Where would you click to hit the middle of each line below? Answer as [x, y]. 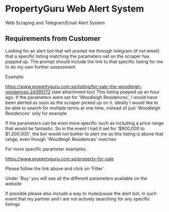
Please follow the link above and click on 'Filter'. [55, 168]
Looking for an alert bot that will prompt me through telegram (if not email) [82, 50]
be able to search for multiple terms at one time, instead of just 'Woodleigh [83, 108]
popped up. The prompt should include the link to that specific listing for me [84, 62]
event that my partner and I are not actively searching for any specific [78, 199]
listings [13, 204]
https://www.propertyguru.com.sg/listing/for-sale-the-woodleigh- [74, 86]
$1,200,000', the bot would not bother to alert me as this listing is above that [84, 134]
